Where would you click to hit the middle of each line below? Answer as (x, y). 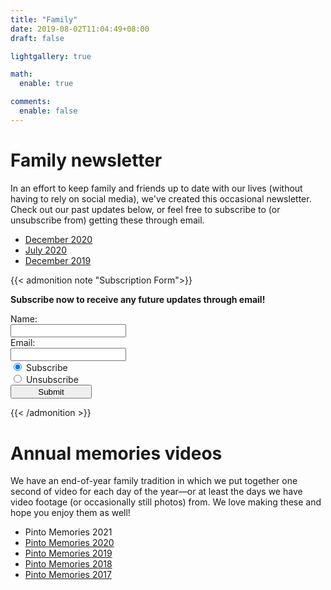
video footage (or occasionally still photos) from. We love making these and (166, 502)
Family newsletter (86, 160)
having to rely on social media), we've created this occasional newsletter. (161, 198)
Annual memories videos (116, 453)
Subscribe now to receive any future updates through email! (138, 299)
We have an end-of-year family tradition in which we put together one (154, 481)
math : (21, 74)
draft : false (37, 38)
